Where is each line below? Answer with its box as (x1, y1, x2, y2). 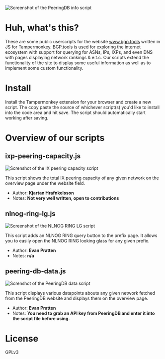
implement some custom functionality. (5, 65, 83, 71)
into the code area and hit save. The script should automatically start (5, 110, 146, 116)
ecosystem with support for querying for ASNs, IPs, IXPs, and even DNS (5, 49, 153, 55)
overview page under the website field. (5, 180, 85, 186)
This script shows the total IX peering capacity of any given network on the (5, 175, 159, 181)
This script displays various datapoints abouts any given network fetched (5, 290, 156, 296)
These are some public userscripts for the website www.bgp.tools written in (5, 38, 161, 44)
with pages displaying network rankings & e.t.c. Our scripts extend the (5, 54, 149, 60)
